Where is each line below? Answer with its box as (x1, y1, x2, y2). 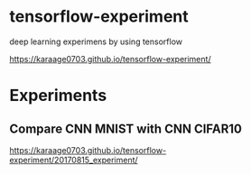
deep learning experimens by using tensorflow (9, 36, 183, 47)
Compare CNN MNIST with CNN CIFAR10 (9, 121, 242, 136)
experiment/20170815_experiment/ (9, 154, 138, 165)
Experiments (9, 86, 107, 105)
